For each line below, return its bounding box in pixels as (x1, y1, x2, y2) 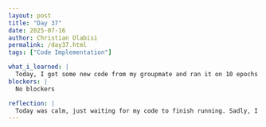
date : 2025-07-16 (8, 26, 66, 34)
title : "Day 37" (8, 19, 62, 27)
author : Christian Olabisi (8, 33, 98, 42)
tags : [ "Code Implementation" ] (8, 48, 112, 56)
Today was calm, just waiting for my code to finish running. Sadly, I (15, 106, 259, 115)
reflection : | (8, 99, 56, 107)
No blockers (15, 85, 56, 93)
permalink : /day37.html (8, 41, 88, 49)
